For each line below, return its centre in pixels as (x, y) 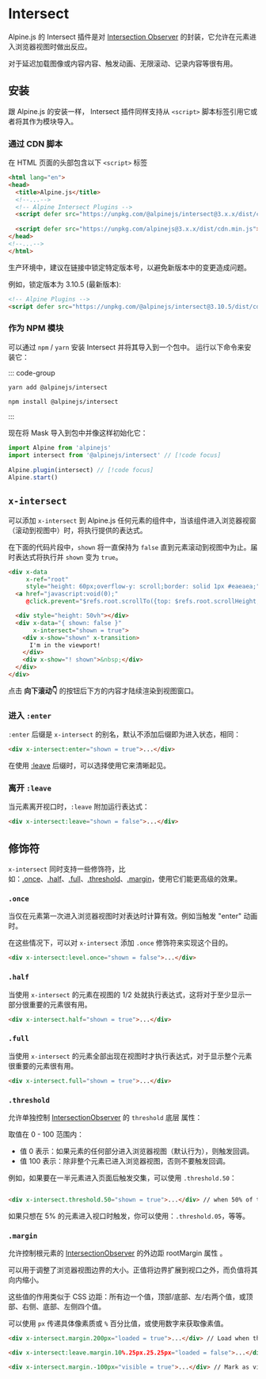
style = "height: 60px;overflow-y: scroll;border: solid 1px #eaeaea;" (143, 587)
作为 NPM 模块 (36, 328)
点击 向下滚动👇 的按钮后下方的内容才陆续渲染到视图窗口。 (103, 691)
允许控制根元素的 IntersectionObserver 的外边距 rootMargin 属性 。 (118, 1253)
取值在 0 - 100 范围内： (46, 1134)
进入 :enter (30, 715)
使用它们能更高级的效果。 (200, 879)
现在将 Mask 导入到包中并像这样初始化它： (78, 433)
